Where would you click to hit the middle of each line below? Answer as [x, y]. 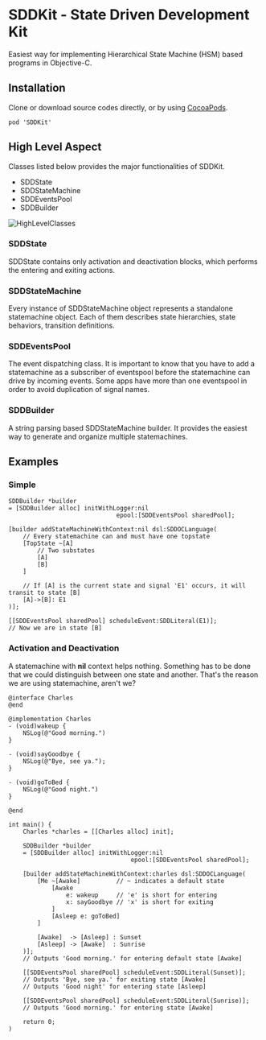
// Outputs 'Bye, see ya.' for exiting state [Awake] [115, 980]
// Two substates [66, 551]
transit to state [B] [45, 593]
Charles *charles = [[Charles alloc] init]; [98, 832]
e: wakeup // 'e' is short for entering [141, 895]
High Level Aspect [55, 147]
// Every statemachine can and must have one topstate [117, 537]
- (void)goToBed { [39, 782]
